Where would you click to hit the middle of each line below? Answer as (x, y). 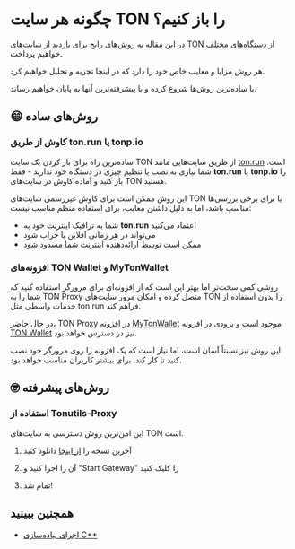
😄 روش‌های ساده (54, 117)
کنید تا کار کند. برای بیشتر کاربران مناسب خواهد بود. (96, 360)
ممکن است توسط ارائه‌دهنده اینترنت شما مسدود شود (112, 244)
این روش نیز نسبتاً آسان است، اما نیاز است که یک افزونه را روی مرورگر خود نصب (146, 350)
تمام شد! (38, 485)
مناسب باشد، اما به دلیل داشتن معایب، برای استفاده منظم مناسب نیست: (131, 207)
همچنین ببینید (42, 513)
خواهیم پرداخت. (36, 53)
